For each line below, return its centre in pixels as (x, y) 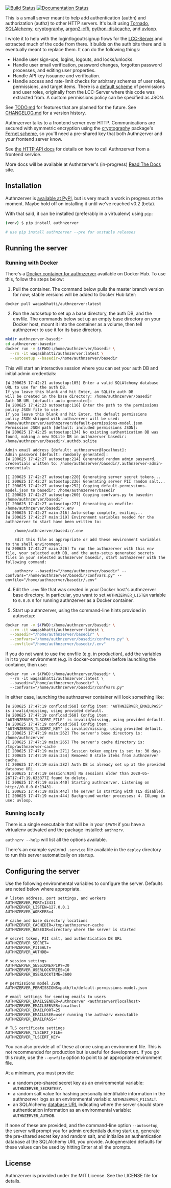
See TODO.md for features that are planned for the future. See (71, 107)
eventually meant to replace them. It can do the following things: (73, 49)
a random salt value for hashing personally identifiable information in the (89, 1094)
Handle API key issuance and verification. (56, 76)
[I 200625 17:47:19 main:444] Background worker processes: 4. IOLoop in (86, 796)
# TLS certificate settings (35, 1028)
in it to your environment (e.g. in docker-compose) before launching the (81, 659)
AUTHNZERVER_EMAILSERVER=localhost (43, 1006)
